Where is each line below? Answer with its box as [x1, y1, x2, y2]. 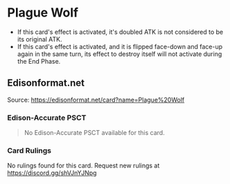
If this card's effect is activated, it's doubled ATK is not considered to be [17, 28, 224, 36]
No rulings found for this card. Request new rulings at [7, 161, 160, 170]
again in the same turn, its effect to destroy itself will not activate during [17, 50, 222, 58]
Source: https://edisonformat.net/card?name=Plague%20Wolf [7, 95, 185, 104]
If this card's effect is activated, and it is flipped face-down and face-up [17, 42, 223, 50]
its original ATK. [17, 35, 62, 43]
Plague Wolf [7, 5, 78, 21]
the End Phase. [17, 57, 61, 65]
